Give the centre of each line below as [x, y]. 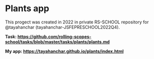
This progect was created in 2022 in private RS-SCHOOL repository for [77, 22]
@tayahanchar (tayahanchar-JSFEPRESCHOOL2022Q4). [63, 27]
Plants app [27, 9]
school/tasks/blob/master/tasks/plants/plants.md [57, 41]
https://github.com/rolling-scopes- [54, 37]
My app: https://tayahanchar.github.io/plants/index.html [64, 51]
